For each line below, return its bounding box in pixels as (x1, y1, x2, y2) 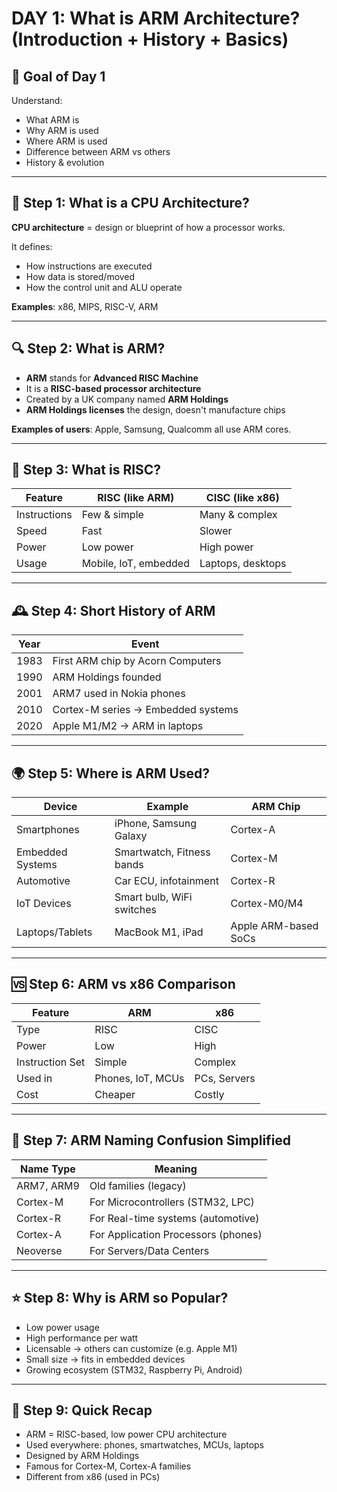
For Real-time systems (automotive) (89, 1211, 260, 1225)
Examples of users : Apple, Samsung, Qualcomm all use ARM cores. (11, 423, 292, 435)
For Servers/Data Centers (89, 1243, 210, 1257)
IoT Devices (16, 897, 72, 911)
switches (114, 903, 157, 917)
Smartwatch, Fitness (114, 845, 211, 859)
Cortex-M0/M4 (230, 897, 304, 911)
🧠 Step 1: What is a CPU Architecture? (11, 195, 250, 212)
